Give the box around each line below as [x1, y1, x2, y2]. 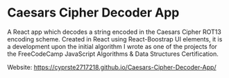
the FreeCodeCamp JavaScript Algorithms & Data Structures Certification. [7, 50, 219, 58]
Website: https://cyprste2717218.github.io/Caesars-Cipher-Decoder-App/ [7, 63, 217, 71]
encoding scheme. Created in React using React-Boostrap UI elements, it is [7, 35, 223, 43]
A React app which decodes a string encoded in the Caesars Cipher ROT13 [7, 28, 222, 36]
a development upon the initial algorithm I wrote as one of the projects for [7, 42, 217, 50]
